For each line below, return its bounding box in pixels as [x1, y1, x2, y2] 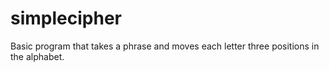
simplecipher [10, 7, 122, 30]
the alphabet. [10, 50, 65, 62]
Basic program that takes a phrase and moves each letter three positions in [10, 40, 320, 52]
